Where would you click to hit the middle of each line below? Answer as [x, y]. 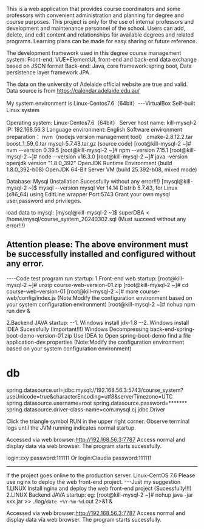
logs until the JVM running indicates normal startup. [71, 428]
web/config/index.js [31, 297]
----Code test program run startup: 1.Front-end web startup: [81, 278]
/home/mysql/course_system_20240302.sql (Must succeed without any [96, 219]
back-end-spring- [172, 329]
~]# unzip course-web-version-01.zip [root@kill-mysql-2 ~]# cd [108, 285]
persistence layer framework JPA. [49, 72]
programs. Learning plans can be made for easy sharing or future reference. [102, 41]
